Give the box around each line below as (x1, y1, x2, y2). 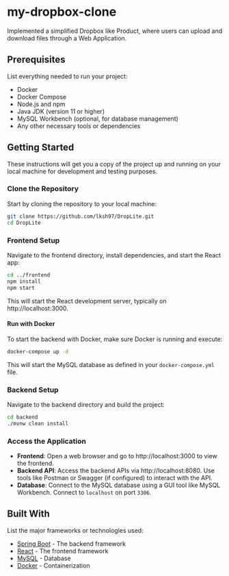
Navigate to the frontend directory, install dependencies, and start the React (7, 251, 221, 259)
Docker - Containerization (16, 561, 90, 569)
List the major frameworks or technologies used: (7, 526, 144, 534)
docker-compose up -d (7, 348, 69, 355)
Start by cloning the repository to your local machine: (7, 199, 157, 208)
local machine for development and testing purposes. (7, 167, 158, 175)
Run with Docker (7, 320, 55, 328)
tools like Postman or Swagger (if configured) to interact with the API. (16, 473, 213, 481)
